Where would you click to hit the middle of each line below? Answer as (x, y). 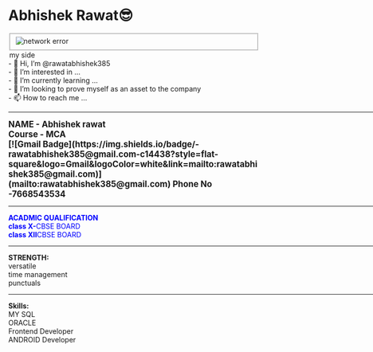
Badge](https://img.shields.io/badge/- (121, 144)
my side (22, 55)
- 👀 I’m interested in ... (45, 72)
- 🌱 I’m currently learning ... (53, 80)
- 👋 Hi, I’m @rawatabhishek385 (59, 63)
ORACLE (22, 323)
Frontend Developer (41, 331)
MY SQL (22, 314)
